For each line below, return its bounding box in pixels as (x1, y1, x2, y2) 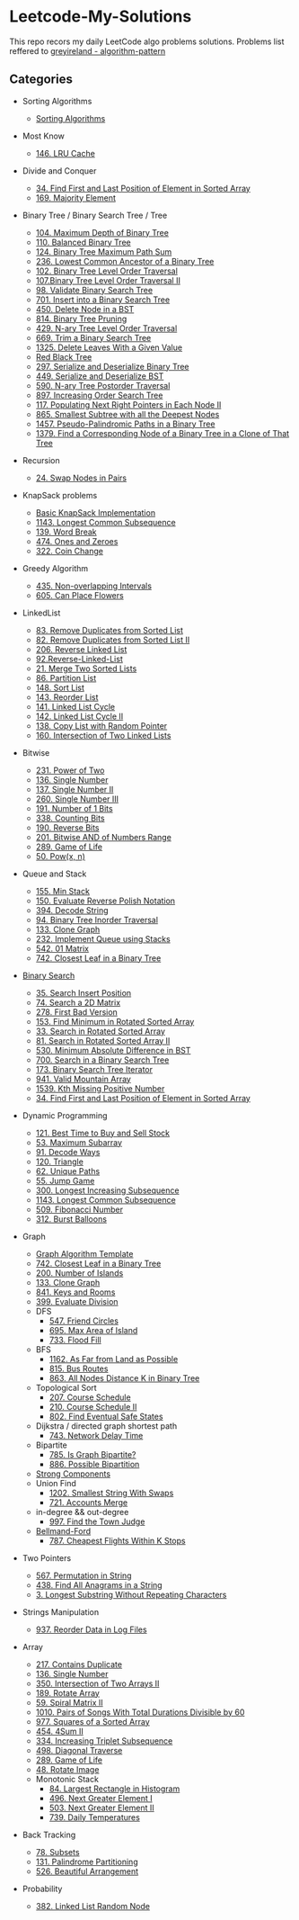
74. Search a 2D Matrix (35, 997, 121, 1008)
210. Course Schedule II (48, 1401, 137, 1412)
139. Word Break (35, 526, 97, 537)
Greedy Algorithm (22, 562, 89, 573)
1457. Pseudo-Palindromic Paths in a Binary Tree (35, 418, 215, 429)
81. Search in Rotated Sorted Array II (35, 1035, 171, 1045)
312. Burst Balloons (35, 1213, 108, 1225)
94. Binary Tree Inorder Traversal (35, 914, 159, 925)
